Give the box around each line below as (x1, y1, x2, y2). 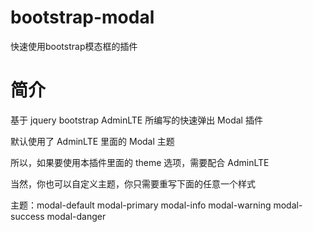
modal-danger (46, 210, 107, 222)
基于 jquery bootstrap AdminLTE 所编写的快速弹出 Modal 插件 (10, 114, 263, 126)
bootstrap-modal (10, 6, 155, 29)
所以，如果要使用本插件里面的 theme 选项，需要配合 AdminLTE (10, 156, 270, 168)
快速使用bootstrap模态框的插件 (10, 40, 138, 52)
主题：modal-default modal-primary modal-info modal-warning (10, 199, 272, 211)
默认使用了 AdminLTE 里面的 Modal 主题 (10, 135, 175, 147)
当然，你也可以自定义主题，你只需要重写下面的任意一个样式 (10, 177, 256, 190)
